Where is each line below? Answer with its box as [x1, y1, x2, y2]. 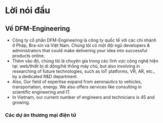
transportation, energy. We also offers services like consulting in [12, 84, 142, 90]
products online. [12, 53, 45, 59]
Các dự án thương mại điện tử [5, 111, 77, 118]
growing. [12, 100, 30, 105]
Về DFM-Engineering [5, 24, 70, 33]
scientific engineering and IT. [12, 89, 71, 95]
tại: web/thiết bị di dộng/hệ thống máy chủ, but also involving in [12, 63, 140, 69]
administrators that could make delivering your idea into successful [12, 48, 147, 53]
